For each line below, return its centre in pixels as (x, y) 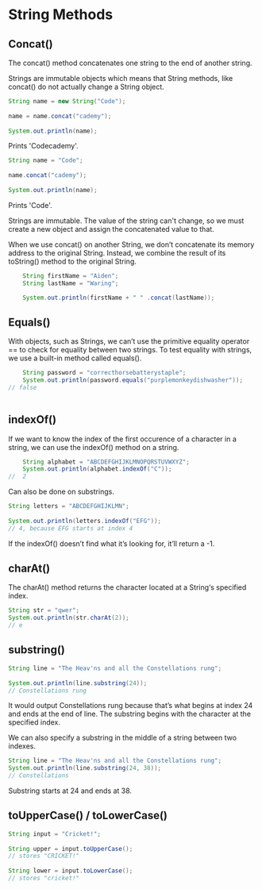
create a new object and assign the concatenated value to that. (111, 229)
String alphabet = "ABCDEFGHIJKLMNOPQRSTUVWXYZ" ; (106, 462)
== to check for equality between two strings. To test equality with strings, (130, 350)
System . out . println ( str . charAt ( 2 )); (69, 618)
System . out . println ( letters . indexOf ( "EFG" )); (85, 521)
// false (23, 387)
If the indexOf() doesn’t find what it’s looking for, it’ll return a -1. (112, 543)
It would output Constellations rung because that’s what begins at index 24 (131, 706)
